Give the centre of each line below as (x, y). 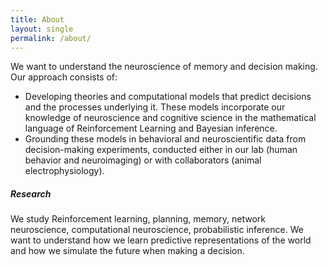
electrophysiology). (64, 171)
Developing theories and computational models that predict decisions (168, 97)
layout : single (42, 29)
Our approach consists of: (64, 77)
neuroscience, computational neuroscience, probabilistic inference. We (157, 230)
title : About (37, 19)
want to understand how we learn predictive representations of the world (161, 240)
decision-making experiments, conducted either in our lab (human (161, 150)
